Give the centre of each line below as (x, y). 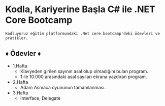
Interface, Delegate (40, 98)
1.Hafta (20, 66)
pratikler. (17, 38)
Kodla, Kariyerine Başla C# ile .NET (80, 9)
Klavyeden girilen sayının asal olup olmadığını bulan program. (84, 71)
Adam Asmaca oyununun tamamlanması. (63, 87)
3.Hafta (20, 93)
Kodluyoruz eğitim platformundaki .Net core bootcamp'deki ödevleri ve (82, 33)
